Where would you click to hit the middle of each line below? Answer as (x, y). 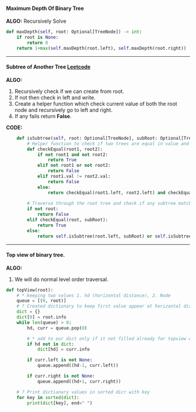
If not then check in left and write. (55, 97)
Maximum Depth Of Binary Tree (45, 8)
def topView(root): (30, 290)
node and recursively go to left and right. (63, 110)
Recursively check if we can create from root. (69, 91)
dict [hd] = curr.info (64, 349)
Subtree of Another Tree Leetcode (48, 67)
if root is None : (38, 37)
